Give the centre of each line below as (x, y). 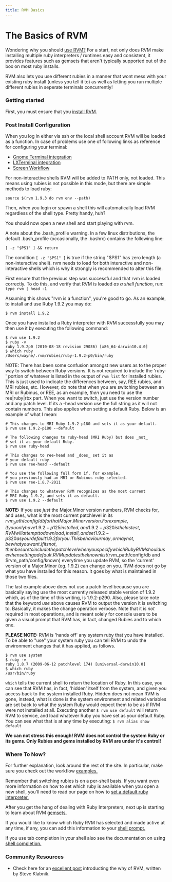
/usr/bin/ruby (21, 673)
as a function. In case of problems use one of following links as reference (83, 141)
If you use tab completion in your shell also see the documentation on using (85, 838)
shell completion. (23, 843)
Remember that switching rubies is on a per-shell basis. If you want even (82, 781)
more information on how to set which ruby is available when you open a (82, 786)
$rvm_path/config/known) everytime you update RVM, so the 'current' (80, 560)
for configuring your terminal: (36, 147)
